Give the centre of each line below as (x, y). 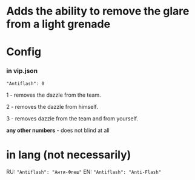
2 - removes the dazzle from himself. (52, 106)
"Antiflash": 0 (25, 83)
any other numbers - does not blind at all (58, 130)
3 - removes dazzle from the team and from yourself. (72, 118)
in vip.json (22, 71)
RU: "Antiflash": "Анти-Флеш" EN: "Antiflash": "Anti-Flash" (84, 171)
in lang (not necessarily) (69, 155)
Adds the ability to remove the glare (98, 11)
